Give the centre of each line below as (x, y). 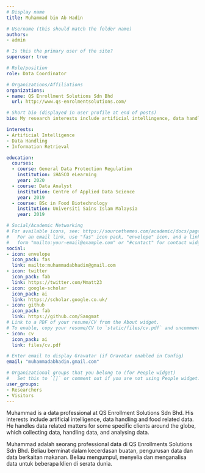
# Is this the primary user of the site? (60, 51)
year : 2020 (31, 181)
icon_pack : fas (31, 260)
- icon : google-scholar (37, 288)
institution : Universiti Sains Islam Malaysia (77, 209)
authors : (17, 34)
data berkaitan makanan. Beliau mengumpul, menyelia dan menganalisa (96, 457)
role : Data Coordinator (37, 73)
